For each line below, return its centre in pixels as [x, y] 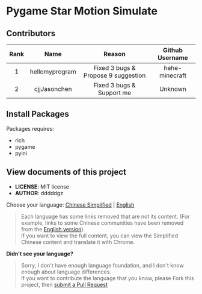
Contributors [31, 33]
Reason [115, 54]
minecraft [173, 75]
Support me [115, 93]
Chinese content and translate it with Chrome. [78, 242]
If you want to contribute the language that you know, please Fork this [107, 278]
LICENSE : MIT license [42, 186]
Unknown [173, 89]
